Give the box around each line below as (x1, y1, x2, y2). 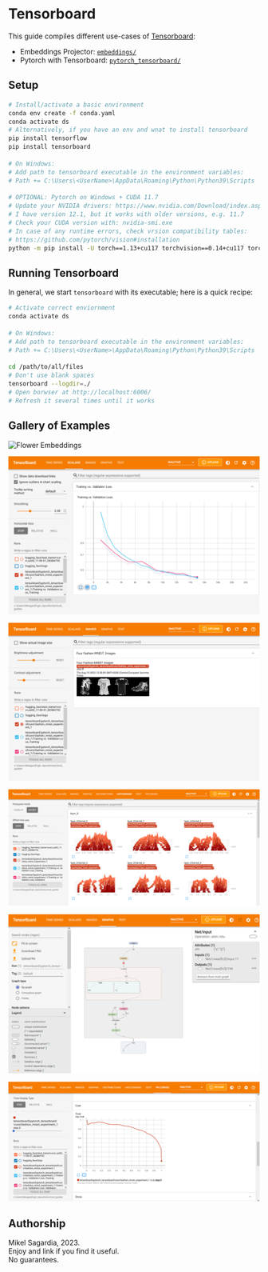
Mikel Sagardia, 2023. (8, 1238, 81, 1248)
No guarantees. (8, 1255, 60, 1265)
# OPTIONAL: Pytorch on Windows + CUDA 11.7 (8, 194, 159, 202)
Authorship (8, 1217, 66, 1230)
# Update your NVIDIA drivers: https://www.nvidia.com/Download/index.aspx (8, 202, 266, 210)
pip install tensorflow (8, 134, 88, 142)
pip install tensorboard (8, 143, 91, 151)
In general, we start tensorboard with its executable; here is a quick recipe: (8, 287, 254, 297)
